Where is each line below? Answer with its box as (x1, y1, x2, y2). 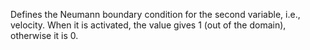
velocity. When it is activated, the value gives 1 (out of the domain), (10, 19, 287, 31)
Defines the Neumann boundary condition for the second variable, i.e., (10, 9, 301, 20)
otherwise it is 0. (10, 30, 79, 41)
